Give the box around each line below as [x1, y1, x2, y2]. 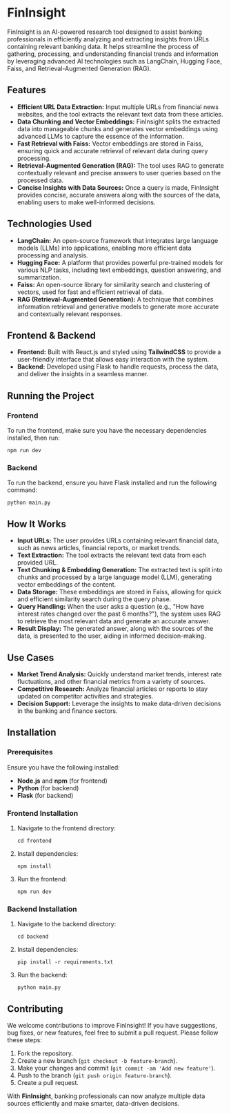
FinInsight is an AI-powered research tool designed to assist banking [7, 28, 202, 36]
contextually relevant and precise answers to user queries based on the [17, 168, 221, 177]
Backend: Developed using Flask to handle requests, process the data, [17, 362, 219, 371]
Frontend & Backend [7, 329, 97, 341]
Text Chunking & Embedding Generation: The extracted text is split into [17, 566, 223, 574]
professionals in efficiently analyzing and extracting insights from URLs [7, 35, 209, 43]
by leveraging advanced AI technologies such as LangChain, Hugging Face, [7, 57, 223, 65]
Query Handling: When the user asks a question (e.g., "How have [17, 603, 205, 611]
